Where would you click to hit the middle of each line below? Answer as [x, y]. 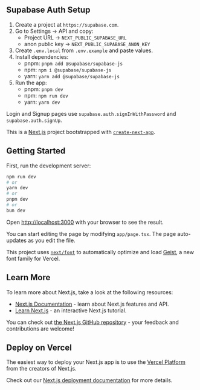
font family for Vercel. [33, 258]
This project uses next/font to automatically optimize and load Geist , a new [100, 252]
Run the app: [31, 82]
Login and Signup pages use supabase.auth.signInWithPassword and [91, 113]
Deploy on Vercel [39, 347]
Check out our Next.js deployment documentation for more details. [89, 380]
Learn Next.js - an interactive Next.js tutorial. [71, 310]
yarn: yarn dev [42, 102]
